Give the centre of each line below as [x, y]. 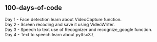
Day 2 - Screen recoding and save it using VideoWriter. [60, 24]
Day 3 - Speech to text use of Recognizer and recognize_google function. [78, 29]
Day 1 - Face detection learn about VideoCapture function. [63, 19]
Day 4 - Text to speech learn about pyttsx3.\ [49, 34]
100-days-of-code [33, 8]
